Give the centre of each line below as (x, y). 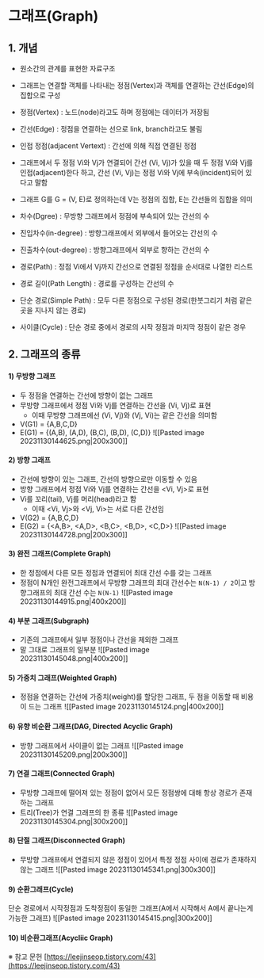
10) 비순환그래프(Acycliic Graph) (61, 938)
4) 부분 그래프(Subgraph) (49, 621)
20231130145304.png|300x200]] (74, 821)
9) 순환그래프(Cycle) (41, 889)
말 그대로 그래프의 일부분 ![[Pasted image (85, 650)
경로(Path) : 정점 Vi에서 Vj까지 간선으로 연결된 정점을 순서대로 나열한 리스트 (136, 267)
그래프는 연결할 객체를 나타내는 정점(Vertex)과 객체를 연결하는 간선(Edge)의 (137, 85)
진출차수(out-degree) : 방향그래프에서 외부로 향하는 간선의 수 (115, 250)
